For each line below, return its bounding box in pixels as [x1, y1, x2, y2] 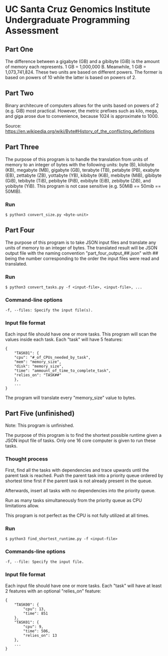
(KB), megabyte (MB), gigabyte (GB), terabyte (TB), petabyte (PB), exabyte [5, 167, 159, 173]
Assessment [5, 25, 59, 36]
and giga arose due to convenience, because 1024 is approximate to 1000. [5, 113, 159, 119]
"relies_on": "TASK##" [14, 372, 62, 377]
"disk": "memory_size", [14, 364, 64, 369]
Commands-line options [5, 548, 66, 555]
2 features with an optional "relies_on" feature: [5, 588, 101, 594]
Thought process [5, 455, 49, 463]
